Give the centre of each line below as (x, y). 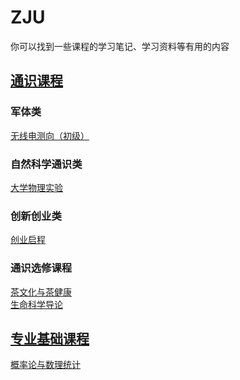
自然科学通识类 (46, 164)
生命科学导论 (36, 304)
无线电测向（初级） (50, 135)
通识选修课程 (41, 268)
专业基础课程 (50, 338)
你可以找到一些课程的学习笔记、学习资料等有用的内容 (120, 46)
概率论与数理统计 (45, 365)
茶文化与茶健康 (41, 292)
